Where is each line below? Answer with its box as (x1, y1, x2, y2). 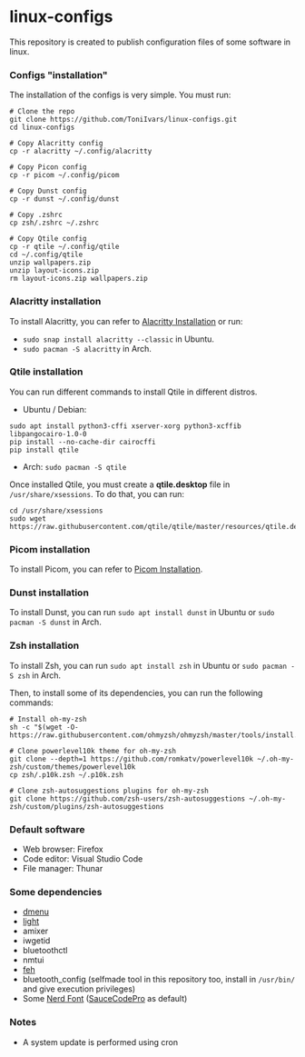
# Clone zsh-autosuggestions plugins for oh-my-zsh (9, 786, 209, 795)
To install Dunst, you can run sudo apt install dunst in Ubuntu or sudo (9, 607, 275, 618)
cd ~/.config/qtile (9, 250, 84, 260)
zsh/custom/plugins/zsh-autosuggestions (9, 802, 165, 811)
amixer (22, 925, 49, 937)
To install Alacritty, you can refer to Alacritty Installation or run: (9, 315, 243, 326)
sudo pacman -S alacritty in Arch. (22, 343, 152, 354)
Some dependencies (9, 885, 103, 898)
